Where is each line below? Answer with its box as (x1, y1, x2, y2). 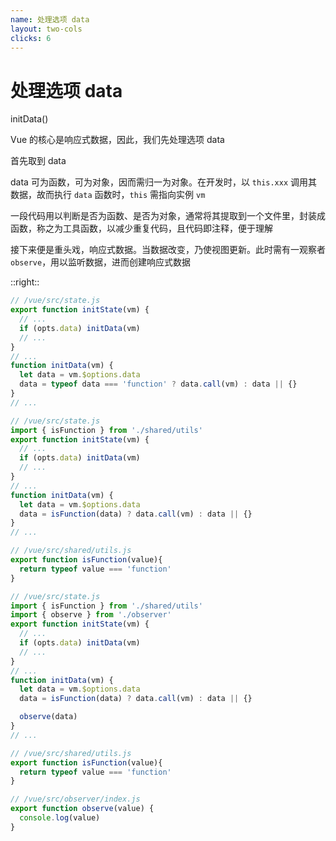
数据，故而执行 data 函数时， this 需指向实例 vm (10, 189, 206, 201)
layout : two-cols (10, 24, 83, 34)
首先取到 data (10, 155, 67, 167)
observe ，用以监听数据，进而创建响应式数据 (10, 256, 192, 268)
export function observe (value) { (10, 804, 155, 814)
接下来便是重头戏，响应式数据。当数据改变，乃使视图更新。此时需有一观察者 (10, 244, 326, 256)
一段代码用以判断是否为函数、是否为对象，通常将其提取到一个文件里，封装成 (10, 210, 326, 222)
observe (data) (19, 712, 78, 722)
